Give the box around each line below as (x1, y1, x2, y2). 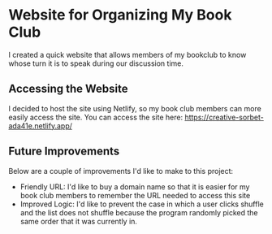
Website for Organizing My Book (8, 6, 232, 24)
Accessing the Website (8, 82, 128, 96)
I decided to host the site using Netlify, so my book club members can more (8, 103, 261, 113)
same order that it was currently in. (19, 216, 138, 226)
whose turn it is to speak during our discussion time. (8, 58, 184, 68)
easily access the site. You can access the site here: (8, 112, 183, 122)
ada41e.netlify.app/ (8, 120, 73, 131)
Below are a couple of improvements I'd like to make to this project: (8, 166, 234, 175)
